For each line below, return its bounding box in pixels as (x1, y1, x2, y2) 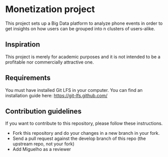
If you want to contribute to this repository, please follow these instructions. (5, 120, 163, 127)
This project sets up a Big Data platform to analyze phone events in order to (5, 20, 163, 26)
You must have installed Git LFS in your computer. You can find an (5, 87, 143, 93)
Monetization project (5, 4, 95, 15)
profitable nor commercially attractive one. (5, 59, 94, 65)
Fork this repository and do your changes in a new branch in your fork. (12, 130, 160, 136)
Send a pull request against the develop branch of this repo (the (12, 135, 146, 142)
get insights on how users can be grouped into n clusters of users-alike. (5, 25, 155, 31)
